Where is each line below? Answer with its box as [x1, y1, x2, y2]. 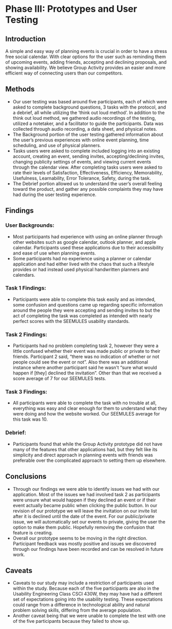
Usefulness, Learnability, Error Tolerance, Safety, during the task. [12, 175, 151, 181]
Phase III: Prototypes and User [5, 3, 138, 15]
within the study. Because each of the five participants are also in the [12, 585, 159, 591]
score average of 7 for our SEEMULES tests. [12, 375, 106, 382]
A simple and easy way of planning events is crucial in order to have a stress [5, 48, 167, 54]
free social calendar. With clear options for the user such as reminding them [5, 53, 166, 60]
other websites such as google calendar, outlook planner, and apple [12, 239, 157, 245]
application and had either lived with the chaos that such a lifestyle [12, 261, 155, 267]
